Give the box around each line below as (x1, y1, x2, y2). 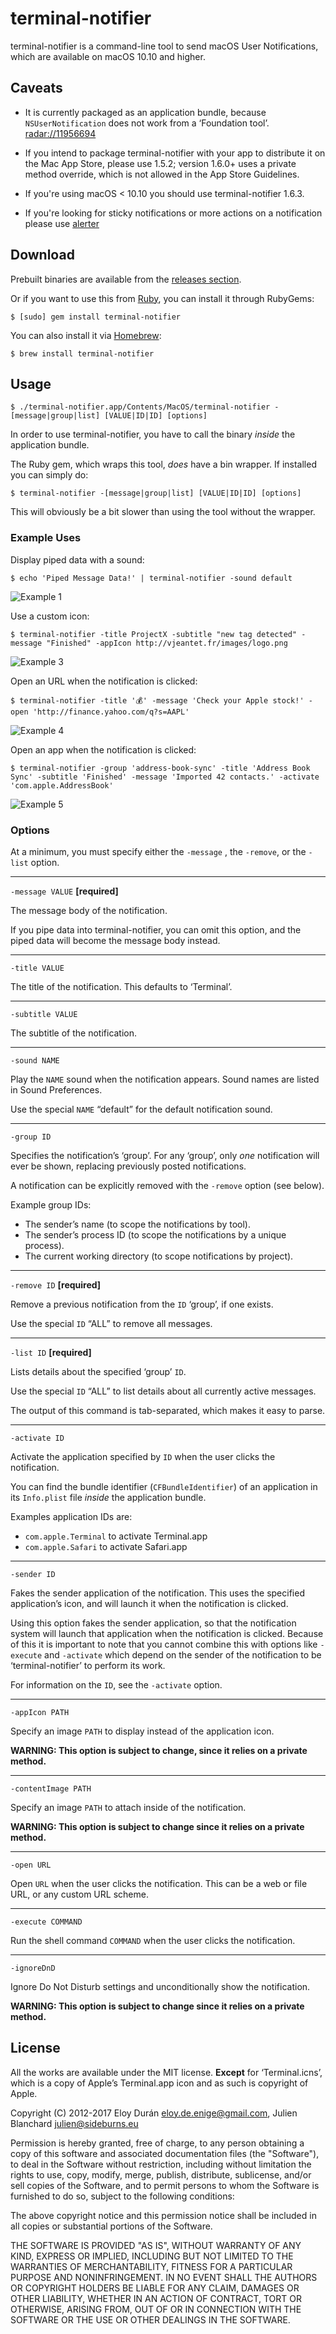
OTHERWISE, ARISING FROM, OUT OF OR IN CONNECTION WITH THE (10, 2303, 302, 2315)
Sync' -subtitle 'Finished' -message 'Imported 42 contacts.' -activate (10, 772, 320, 782)
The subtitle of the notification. (10, 1027, 138, 1039)
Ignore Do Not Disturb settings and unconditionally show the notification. (10, 1980, 311, 1992)
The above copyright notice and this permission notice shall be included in (10, 2209, 317, 2221)
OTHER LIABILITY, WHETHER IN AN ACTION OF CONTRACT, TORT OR (10, 2292, 302, 2304)
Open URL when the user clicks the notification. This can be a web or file (10, 1877, 308, 1889)
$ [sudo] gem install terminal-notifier (10, 312, 182, 322)
